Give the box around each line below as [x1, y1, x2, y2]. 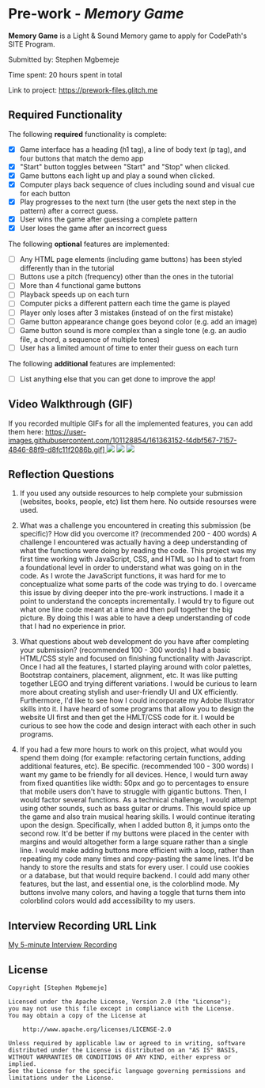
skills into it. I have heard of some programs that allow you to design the [19, 704, 255, 714]
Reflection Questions [8, 468, 115, 481]
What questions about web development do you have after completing [19, 637, 249, 646]
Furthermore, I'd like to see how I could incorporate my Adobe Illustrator [19, 696, 256, 705]
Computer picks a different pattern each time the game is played [19, 298, 231, 309]
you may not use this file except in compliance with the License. [8, 1005, 236, 1013]
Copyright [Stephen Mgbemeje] [8, 984, 108, 992]
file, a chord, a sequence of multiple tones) [19, 334, 161, 344]
